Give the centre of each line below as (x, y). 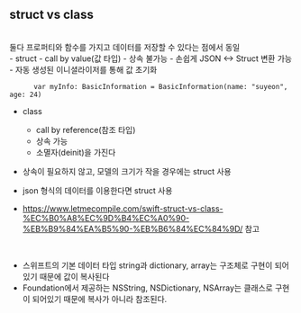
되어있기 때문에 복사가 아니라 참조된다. (100, 299)
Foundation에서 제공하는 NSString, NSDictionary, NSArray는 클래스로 (147, 288)
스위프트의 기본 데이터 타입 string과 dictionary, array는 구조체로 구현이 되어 (156, 265)
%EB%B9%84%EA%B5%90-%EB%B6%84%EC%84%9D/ (132, 228)
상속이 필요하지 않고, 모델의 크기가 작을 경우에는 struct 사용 (127, 171)
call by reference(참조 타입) (86, 130)
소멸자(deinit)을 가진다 (76, 152)
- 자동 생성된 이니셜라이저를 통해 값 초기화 (83, 69)
